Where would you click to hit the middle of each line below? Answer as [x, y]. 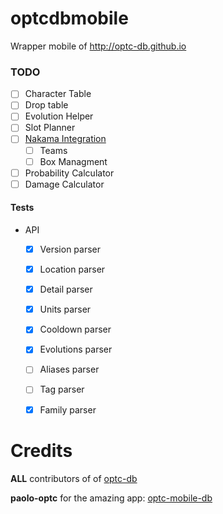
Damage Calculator [64, 184]
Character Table [58, 94]
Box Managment [73, 161]
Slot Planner [50, 128]
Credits [41, 450]
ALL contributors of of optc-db [74, 478]
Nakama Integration [65, 139]
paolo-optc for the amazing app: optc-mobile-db [111, 498]
